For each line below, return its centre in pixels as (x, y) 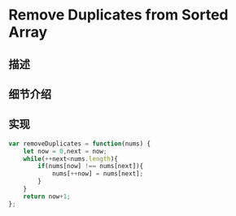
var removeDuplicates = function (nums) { (80, 144)
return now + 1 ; (47, 197)
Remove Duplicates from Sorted (118, 15)
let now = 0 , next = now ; (65, 151)
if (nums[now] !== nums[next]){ (91, 166)
